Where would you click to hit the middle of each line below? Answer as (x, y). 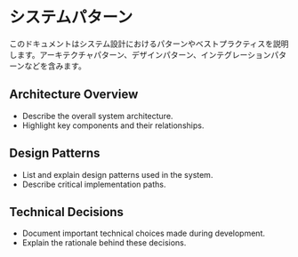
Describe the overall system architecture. (97, 116)
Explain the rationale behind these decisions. (104, 243)
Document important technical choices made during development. (143, 233)
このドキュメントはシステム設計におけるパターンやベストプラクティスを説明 (149, 44)
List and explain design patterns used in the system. (117, 174)
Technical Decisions (67, 212)
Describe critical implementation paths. (94, 184)
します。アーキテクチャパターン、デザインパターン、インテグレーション (140, 54)
